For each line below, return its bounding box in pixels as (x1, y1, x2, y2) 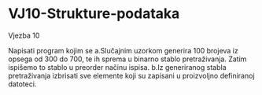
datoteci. (8, 79, 37, 89)
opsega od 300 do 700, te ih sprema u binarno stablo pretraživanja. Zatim (8, 54, 247, 64)
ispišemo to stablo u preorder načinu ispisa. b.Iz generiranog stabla (8, 62, 227, 71)
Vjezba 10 (8, 31, 40, 40)
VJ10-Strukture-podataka (8, 5, 180, 23)
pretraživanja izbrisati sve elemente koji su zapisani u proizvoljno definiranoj (8, 71, 255, 80)
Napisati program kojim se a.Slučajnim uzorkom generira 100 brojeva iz (8, 46, 238, 55)
